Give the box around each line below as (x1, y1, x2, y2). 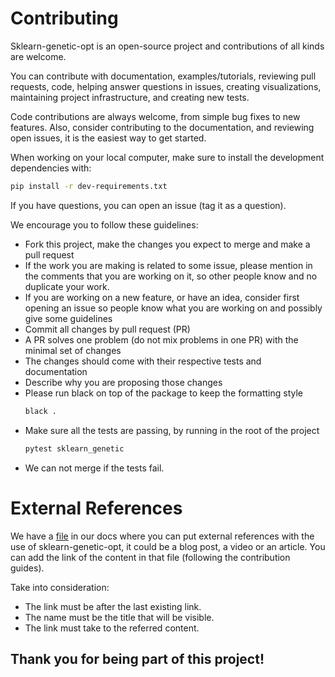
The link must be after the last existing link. (24, 600, 202, 612)
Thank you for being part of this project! (10, 650, 265, 667)
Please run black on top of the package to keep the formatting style (24, 387, 303, 399)
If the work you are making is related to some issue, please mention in (24, 259, 313, 271)
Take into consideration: (10, 581, 110, 593)
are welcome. (10, 50, 67, 62)
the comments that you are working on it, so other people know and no (24, 270, 318, 282)
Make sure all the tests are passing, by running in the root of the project (24, 424, 320, 436)
